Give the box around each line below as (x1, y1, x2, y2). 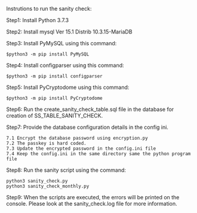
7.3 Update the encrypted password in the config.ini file (6, 146, 156, 152)
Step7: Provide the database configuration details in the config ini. (6, 124, 169, 131)
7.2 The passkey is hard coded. (6, 140, 87, 146)
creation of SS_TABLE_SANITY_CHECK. (6, 112, 103, 119)
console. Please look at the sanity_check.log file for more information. (6, 200, 177, 207)
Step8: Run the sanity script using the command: (6, 166, 127, 174)
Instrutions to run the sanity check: (6, 5, 92, 12)
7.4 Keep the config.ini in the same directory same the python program (6, 151, 191, 157)
